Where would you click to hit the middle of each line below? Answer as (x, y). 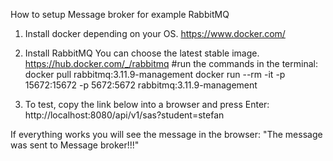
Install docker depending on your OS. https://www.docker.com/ (155, 33)
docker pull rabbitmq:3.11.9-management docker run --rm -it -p (155, 74)
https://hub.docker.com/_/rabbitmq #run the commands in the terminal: (171, 63)
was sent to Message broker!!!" (75, 145)
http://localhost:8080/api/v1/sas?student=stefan (124, 115)
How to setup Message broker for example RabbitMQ (120, 14)
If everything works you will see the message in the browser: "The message (166, 134)
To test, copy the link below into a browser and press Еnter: (147, 104)
